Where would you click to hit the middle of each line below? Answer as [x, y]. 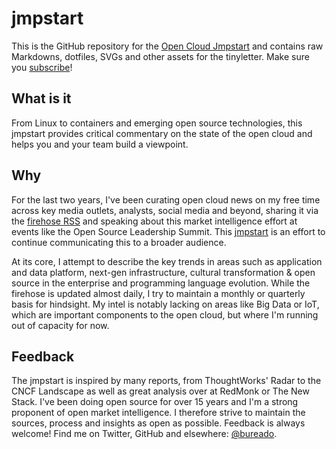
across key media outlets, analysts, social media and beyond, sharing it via [165, 210]
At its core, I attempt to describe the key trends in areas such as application [167, 261]
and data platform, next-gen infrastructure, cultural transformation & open [163, 272]
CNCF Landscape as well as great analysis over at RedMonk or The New [160, 391]
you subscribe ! [42, 67]
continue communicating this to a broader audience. [119, 242]
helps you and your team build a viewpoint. [100, 144]
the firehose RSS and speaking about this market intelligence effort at [154, 221]
